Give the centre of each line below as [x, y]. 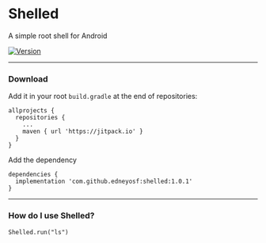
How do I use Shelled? [51, 216]
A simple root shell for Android [58, 36]
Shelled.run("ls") [38, 232]
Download [28, 78]
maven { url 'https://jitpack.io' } [83, 131]
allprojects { [32, 111]
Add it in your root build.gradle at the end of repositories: [103, 97]
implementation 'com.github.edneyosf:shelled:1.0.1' [104, 182]
